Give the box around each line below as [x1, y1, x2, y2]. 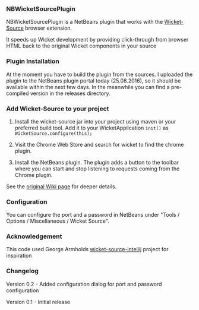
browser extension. [24, 24, 72, 31]
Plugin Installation [6, 57, 59, 65]
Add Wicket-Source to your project [6, 105, 109, 113]
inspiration [6, 252, 32, 260]
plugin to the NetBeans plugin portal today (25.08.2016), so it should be [6, 77, 181, 84]
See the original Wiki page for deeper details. [6, 183, 117, 190]
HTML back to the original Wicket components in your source [6, 42, 157, 49]
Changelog [6, 267, 39, 275]
